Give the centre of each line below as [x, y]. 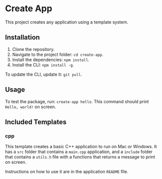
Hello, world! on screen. [30, 107]
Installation [22, 37]
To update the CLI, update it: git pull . [44, 74]
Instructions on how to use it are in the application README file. [67, 172]
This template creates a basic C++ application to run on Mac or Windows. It [81, 147]
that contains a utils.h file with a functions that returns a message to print [80, 157]
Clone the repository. [33, 49]
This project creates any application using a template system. [67, 22]
